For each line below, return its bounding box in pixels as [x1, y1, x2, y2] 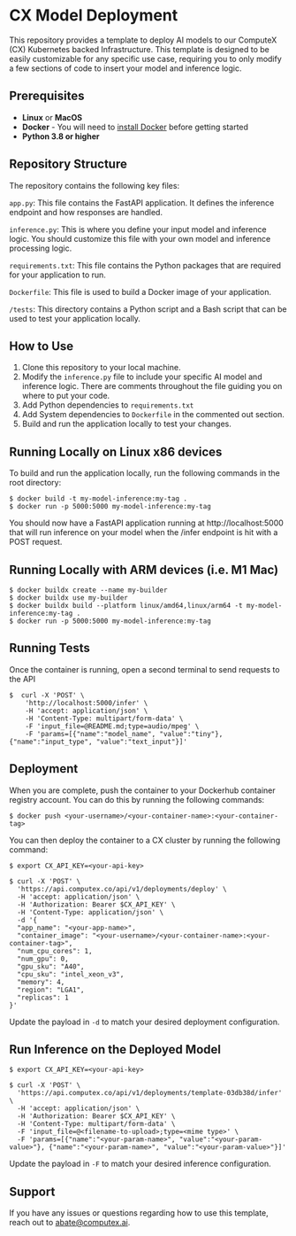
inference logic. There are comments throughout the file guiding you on [21, 381, 283, 392]
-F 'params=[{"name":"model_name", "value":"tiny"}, [25, 729, 224, 738]
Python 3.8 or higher [21, 130, 100, 142]
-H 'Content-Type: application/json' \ [17, 907, 164, 917]
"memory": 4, [17, 977, 65, 986]
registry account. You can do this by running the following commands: [9, 794, 265, 805]
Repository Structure [9, 157, 128, 172]
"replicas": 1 [17, 993, 69, 1002]
